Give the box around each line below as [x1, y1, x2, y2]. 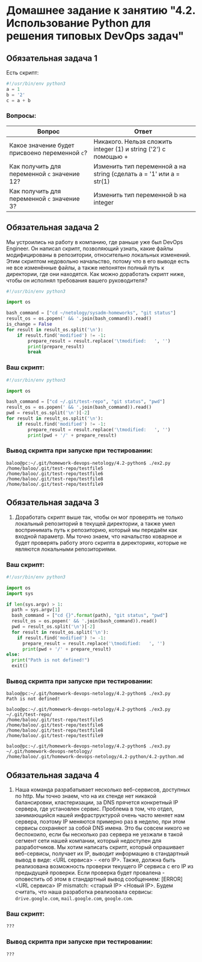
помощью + [93, 152, 128, 161]
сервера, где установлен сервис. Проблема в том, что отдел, [14, 805, 174, 812]
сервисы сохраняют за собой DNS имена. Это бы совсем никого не [14, 824, 190, 832]
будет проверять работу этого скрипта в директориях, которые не [14, 539, 187, 546]
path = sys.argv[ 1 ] [11, 607, 61, 613]
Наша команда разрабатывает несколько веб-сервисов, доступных [14, 786, 191, 794]
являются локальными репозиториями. [14, 545, 117, 553]
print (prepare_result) [28, 343, 85, 349]
